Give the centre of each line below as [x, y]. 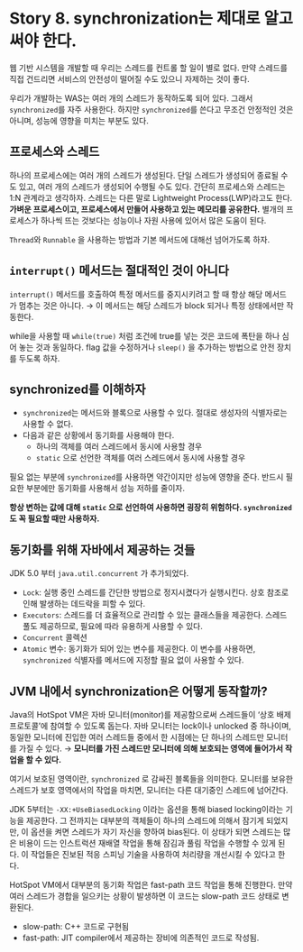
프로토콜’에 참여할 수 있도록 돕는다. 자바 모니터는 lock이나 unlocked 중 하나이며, [150, 726]
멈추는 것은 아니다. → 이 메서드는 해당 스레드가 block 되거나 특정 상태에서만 [151, 305]
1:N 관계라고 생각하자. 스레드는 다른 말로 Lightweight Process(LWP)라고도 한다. [151, 197]
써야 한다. [43, 41]
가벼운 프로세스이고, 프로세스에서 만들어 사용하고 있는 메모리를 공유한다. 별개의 [147, 209]
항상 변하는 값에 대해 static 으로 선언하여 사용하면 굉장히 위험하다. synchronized [151, 508]
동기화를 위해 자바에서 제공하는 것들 [102, 549]
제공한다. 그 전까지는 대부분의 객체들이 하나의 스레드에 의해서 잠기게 [145, 820]
